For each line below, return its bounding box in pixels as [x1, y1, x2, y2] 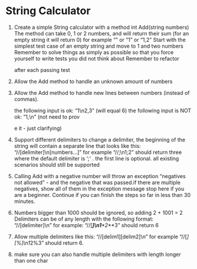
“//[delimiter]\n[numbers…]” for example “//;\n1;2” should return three [14, 149, 182, 156]
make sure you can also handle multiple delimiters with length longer [14, 251, 181, 258]
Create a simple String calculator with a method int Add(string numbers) [14, 24, 189, 31]
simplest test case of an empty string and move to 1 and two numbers [14, 42, 183, 50]
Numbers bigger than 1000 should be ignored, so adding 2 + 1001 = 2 [14, 209, 183, 216]
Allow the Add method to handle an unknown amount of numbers [14, 78, 173, 85]
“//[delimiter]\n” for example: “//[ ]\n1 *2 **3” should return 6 [14, 221, 159, 228]
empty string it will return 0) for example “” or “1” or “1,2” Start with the [14, 36, 186, 43]
